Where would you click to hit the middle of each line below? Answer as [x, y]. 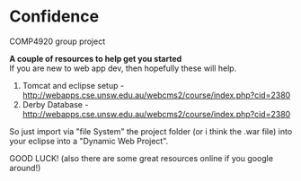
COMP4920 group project [58, 41]
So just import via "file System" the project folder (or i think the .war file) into [151, 131]
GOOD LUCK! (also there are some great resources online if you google [142, 158]
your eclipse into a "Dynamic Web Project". [89, 141]
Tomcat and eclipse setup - [73, 85]
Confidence [54, 17]
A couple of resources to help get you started [96, 58]
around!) [25, 168]
